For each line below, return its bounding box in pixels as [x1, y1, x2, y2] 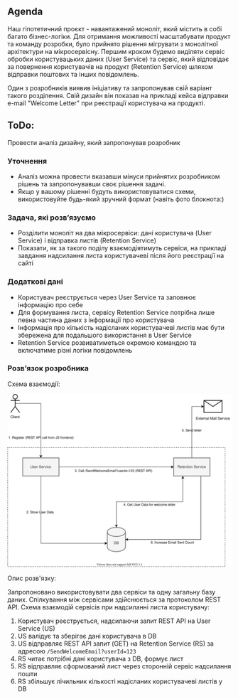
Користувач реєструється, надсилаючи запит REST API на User [17, 617, 211, 625]
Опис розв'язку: [7, 574, 57, 582]
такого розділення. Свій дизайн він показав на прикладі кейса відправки [7, 91, 229, 100]
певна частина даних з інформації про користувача [17, 316, 175, 324]
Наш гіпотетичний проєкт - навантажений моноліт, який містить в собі [7, 24, 222, 33]
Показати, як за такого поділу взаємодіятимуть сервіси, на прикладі [17, 244, 227, 252]
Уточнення [7, 156, 48, 166]
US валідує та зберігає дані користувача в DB [17, 631, 157, 640]
